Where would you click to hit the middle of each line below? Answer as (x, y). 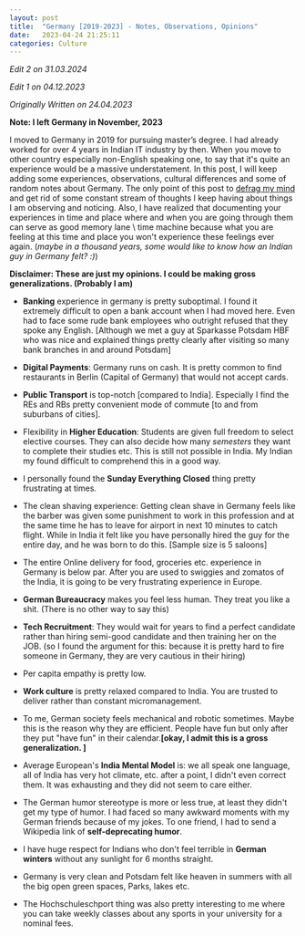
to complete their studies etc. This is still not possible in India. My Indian (158, 452)
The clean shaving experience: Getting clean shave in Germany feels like (159, 506)
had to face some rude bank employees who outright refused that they (155, 321)
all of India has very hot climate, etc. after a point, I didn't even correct (154, 775)
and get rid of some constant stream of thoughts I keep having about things (151, 198)
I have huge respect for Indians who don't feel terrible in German (144, 849)
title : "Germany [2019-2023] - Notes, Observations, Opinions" (134, 26)
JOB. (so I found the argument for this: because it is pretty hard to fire (153, 646)
